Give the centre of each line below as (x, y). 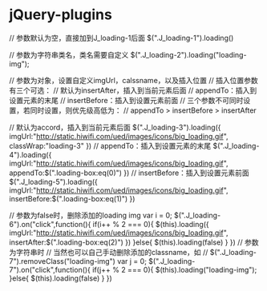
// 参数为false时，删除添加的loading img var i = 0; (91, 215)
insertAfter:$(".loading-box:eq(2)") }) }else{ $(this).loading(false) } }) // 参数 (134, 242)
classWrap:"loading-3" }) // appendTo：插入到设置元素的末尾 (110, 145)
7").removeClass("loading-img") (62, 261)
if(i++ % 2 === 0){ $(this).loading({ (151, 224)
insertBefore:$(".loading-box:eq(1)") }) (72, 198)
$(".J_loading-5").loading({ (54, 181)
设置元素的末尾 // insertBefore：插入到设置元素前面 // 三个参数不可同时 (126, 100)
